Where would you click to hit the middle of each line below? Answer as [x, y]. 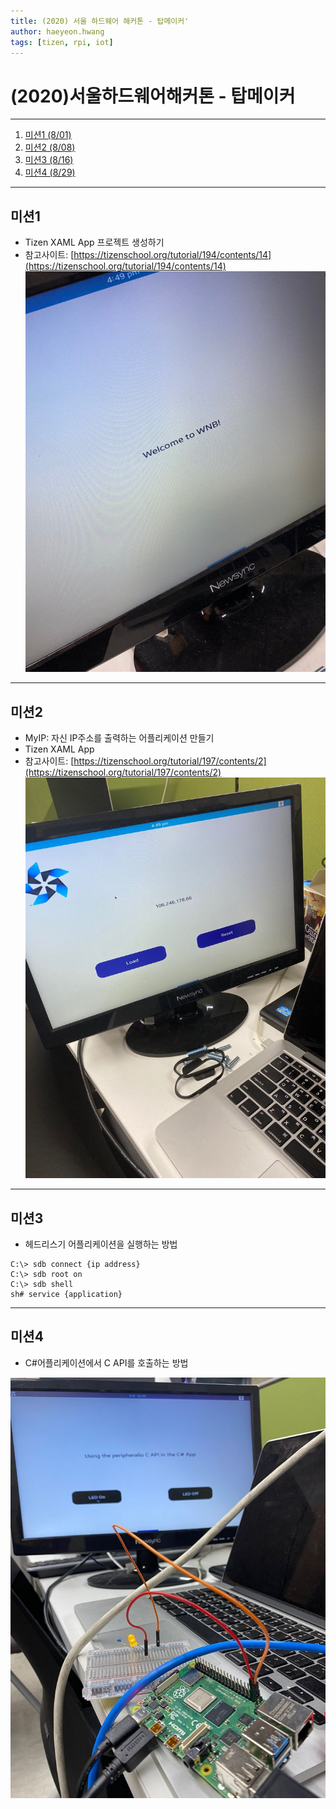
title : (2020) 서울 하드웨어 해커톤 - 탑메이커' [100, 21]
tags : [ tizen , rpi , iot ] [62, 42]
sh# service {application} [66, 1295]
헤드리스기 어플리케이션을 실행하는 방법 [101, 1244]
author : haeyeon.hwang [57, 31]
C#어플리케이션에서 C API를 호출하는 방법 [106, 1362]
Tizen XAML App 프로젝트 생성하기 [94, 242]
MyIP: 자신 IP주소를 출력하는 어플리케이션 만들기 [119, 738]
